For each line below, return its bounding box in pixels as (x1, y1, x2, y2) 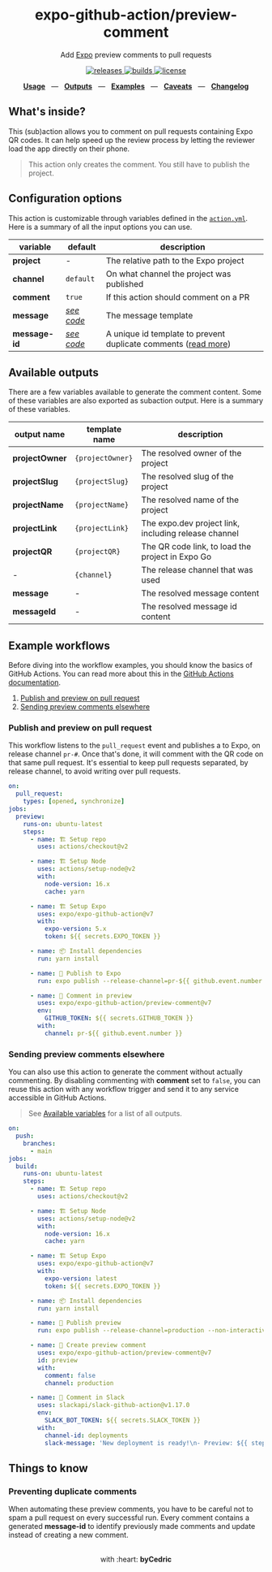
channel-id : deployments (44, 1431, 129, 1440)
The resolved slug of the (141, 471, 234, 483)
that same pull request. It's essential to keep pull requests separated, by (8, 758, 249, 768)
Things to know (8, 1461, 88, 1475)
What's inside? (8, 105, 87, 119)
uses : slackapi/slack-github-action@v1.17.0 (37, 1401, 190, 1410)
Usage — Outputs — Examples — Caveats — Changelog (23, 81, 249, 91)
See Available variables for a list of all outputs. (28, 1109, 182, 1119)
